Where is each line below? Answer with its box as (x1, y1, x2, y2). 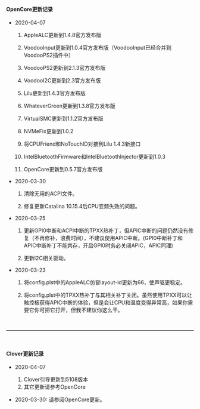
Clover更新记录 (6, 350, 44, 357)
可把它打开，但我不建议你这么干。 (39, 306, 123, 313)
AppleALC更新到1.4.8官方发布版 (23, 32, 102, 39)
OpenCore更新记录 (6, 5, 54, 13)
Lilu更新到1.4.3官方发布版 (23, 90, 86, 97)
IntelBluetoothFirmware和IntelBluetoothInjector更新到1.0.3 (23, 153, 165, 161)
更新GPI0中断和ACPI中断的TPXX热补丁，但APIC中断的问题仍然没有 (23, 227, 189, 234)
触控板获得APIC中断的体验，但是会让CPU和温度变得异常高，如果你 (23, 299, 188, 306)
